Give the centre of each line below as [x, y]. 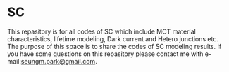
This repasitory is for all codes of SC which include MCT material [101, 31]
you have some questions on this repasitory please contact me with [105, 54]
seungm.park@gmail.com [58, 61]
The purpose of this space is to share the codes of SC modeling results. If [114, 46]
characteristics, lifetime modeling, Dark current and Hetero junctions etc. [113, 38]
